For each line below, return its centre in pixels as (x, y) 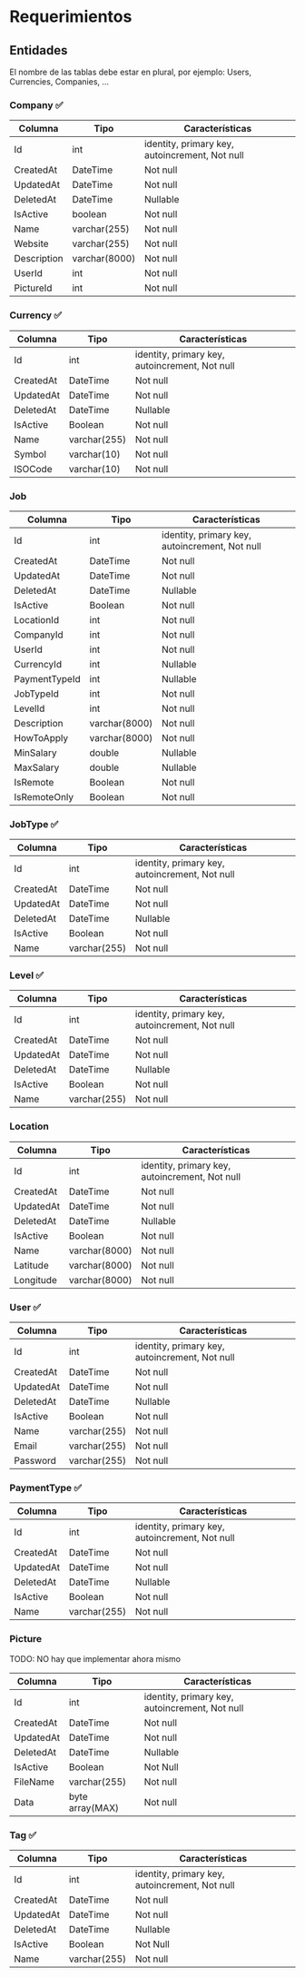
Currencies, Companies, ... (59, 82)
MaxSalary (37, 767)
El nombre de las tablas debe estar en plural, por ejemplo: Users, (131, 72)
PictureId (33, 288)
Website (31, 244)
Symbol (30, 454)
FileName (34, 1782)
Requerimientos (71, 17)
